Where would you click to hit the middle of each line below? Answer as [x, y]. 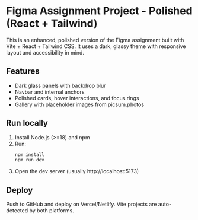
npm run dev [29, 160]
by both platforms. [52, 211]
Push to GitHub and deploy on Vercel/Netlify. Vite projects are [82, 204]
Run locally [27, 123]
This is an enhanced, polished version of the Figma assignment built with [95, 40]
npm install [29, 154]
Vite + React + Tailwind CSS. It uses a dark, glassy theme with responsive [96, 46]
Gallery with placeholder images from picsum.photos [79, 104]
